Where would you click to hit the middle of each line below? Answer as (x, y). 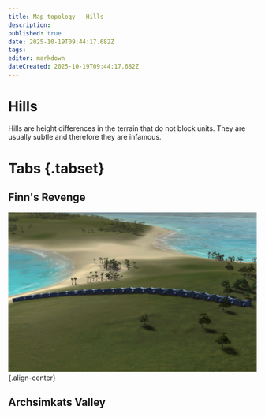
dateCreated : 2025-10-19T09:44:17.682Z (74, 67)
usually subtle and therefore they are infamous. (85, 136)
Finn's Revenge (47, 197)
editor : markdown (37, 58)
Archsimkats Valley (57, 402)
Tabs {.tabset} (56, 169)
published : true (35, 33)
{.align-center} (32, 378)
